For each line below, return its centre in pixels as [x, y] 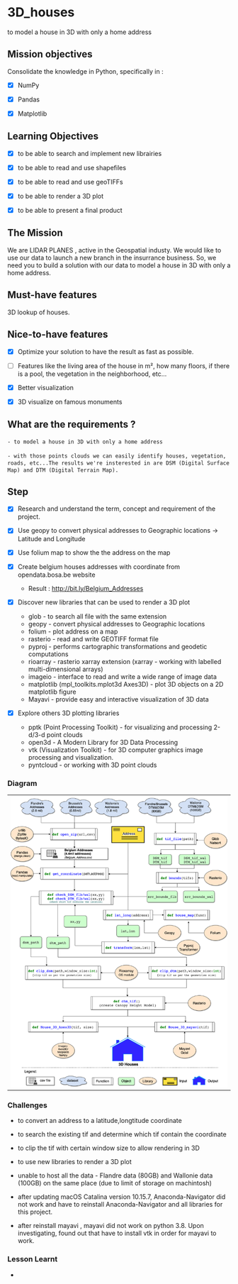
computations [48, 654]
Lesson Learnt [33, 1259]
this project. [35, 1212]
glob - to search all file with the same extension [97, 616]
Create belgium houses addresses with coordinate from [99, 566]
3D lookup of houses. [39, 312]
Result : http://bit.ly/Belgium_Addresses [86, 588]
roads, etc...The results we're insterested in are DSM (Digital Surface [119, 463]
